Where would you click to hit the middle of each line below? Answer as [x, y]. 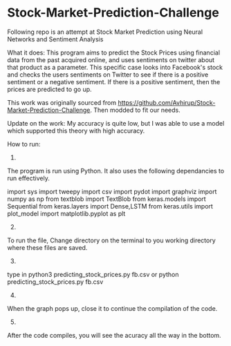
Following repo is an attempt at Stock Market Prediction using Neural [105, 32]
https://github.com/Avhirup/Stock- [166, 102]
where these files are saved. [47, 247]
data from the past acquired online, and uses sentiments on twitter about [111, 59]
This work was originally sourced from [62, 102]
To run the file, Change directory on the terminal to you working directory [111, 240]
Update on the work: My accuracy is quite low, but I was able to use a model [116, 123]
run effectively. [28, 178]
